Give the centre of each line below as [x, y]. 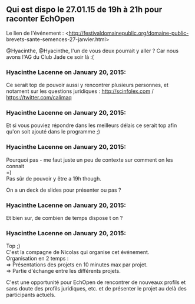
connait [15, 166]
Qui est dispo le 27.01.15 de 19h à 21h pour [84, 10]
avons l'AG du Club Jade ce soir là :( [50, 57]
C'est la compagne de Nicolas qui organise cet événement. [78, 252]
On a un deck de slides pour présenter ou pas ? [64, 190]
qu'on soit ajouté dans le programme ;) [53, 132]
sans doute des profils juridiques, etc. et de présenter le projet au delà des [96, 289]
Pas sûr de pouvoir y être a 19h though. [54, 178]
